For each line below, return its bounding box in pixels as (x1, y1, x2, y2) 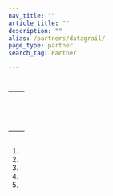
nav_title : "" (8, 11, 56, 20)
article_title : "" (8, 19, 70, 27)
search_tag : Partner (8, 49, 78, 57)
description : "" (8, 27, 63, 35)
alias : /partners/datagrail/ (8, 34, 106, 43)
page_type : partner (8, 42, 74, 50)
